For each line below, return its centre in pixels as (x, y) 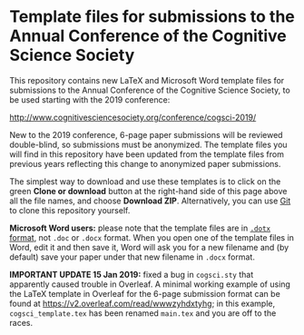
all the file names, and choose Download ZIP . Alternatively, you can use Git (150, 201)
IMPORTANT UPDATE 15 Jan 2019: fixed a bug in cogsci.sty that (132, 274)
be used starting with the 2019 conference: (90, 99)
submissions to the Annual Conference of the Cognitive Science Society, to (150, 90)
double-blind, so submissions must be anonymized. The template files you (148, 144)
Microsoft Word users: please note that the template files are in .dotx (140, 228)
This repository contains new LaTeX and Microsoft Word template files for (147, 80)
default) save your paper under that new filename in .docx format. (132, 257)
